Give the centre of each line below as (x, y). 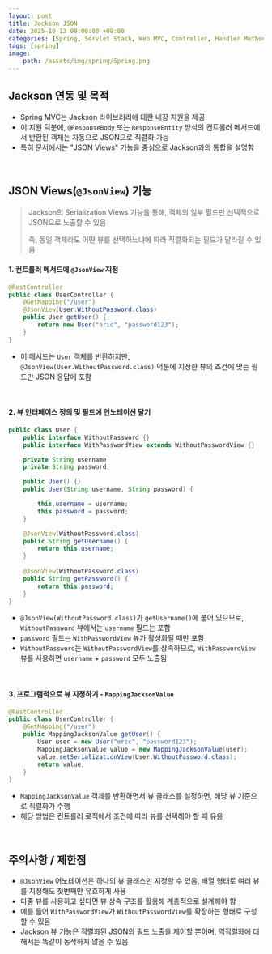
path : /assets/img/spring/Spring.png (87, 62)
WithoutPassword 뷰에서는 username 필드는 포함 (96, 628)
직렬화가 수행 (49, 806)
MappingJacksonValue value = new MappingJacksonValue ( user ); (143, 749)
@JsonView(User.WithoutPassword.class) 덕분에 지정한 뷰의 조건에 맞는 (134, 366)
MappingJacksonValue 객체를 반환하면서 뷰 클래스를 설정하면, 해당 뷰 (128, 796)
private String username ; (67, 460)
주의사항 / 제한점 (47, 860)
